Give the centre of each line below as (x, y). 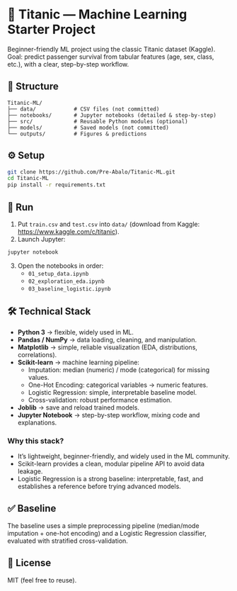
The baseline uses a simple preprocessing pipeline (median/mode (103, 525)
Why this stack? (36, 441)
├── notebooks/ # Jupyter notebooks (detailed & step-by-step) (112, 115)
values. (39, 377)
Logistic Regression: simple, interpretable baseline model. (112, 392)
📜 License (29, 563)
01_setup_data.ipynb (58, 274)
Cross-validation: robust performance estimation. (100, 400)
